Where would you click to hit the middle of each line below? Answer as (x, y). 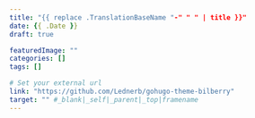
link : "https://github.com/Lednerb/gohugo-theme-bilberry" (122, 91)
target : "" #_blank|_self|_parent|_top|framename (104, 99)
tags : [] (26, 67)
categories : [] (38, 59)
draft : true (31, 34)
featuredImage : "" (44, 50)
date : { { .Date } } (44, 26)
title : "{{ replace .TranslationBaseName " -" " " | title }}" (128, 17)
